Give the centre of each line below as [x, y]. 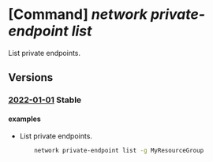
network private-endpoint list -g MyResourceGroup [119, 151]
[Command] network [78, 15]
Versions [31, 77]
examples [24, 119]
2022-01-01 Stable [45, 100]
